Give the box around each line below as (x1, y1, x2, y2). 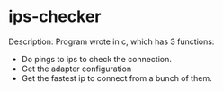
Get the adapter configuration (21, 63, 132, 74)
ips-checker (8, 6, 102, 27)
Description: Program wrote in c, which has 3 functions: (8, 36, 215, 47)
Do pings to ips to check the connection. (21, 53, 173, 64)
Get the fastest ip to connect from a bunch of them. (21, 72, 212, 83)
